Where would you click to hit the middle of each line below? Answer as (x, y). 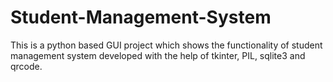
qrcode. (26, 66)
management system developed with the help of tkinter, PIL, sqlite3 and (158, 55)
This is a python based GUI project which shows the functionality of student (166, 45)
